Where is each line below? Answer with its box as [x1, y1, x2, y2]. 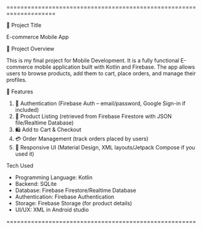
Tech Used [6, 162, 33, 169]
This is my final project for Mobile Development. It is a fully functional [6, 57, 180, 64]
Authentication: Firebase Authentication [15, 193, 115, 200]
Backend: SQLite [15, 180, 57, 187]
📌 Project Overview [6, 45, 55, 52]
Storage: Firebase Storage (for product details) [15, 200, 132, 207]
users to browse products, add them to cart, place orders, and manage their [6, 70, 196, 77]
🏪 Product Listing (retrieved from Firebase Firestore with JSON [15, 113, 172, 120]
